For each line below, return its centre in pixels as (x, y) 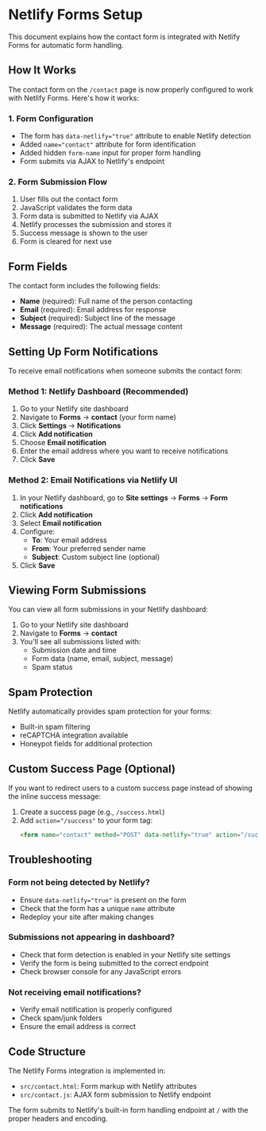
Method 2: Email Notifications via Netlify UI (93, 480)
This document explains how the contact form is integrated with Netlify (124, 37)
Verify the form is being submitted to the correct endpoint (114, 963)
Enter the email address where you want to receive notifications (124, 451)
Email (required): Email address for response (93, 310)
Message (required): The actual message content (101, 327)
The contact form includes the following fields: (85, 286)
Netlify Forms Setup (75, 15)
